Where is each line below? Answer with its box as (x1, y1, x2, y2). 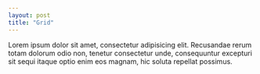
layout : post (8, 11, 51, 19)
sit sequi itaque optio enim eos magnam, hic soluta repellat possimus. (8, 56, 233, 66)
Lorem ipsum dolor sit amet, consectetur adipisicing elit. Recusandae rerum (8, 40, 252, 49)
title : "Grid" (8, 19, 55, 26)
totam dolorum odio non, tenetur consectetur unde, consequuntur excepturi (8, 48, 253, 58)
